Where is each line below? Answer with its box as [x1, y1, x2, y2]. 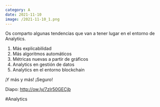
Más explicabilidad [12, 46, 52, 52]
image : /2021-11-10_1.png [5, 17, 60, 22]
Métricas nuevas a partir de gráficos [12, 56, 88, 62]
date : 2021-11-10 [5, 12, 42, 17]
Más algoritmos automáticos [12, 51, 72, 57]
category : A [5, 7, 30, 13]
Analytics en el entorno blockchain [12, 67, 85, 73]
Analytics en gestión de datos [12, 61, 75, 68]
